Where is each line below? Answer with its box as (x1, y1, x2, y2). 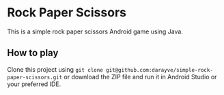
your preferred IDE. (7, 80, 61, 88)
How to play (7, 47, 59, 59)
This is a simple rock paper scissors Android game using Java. (7, 27, 183, 36)
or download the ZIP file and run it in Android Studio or (64, 72, 217, 81)
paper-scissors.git (7, 74, 63, 81)
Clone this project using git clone (7, 65, 104, 73)
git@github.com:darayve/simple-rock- (105, 66, 214, 73)
